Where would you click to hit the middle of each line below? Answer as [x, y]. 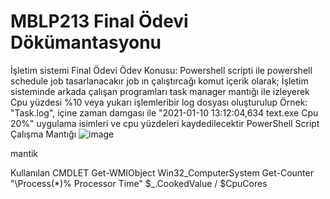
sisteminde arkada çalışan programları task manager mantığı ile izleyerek [160, 91]
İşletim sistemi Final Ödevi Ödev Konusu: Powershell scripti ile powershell [161, 70]
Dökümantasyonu [86, 42]
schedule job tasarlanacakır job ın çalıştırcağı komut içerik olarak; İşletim [159, 81]
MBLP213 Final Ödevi [99, 21]
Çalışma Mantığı [43, 134]
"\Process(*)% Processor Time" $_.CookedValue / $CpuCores [139, 183]
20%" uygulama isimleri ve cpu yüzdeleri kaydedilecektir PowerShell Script [165, 123]
